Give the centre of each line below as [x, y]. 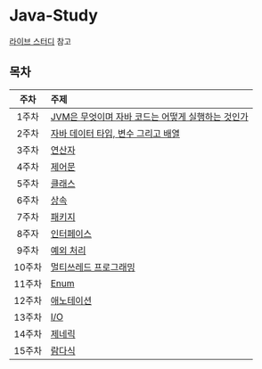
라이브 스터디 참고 [40, 41]
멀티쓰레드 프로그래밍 [93, 266]
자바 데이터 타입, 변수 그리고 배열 [115, 133]
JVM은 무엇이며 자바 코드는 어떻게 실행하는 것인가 [150, 117]
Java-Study [53, 16]
